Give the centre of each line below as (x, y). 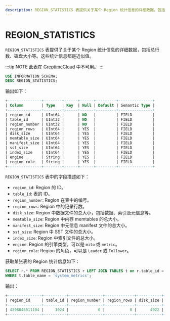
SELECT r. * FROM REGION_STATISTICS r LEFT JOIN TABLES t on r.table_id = (85, 271)
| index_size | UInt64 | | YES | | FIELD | (80, 152)
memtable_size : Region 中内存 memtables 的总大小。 (67, 219)
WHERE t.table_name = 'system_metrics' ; (49, 276)
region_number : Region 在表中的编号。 (52, 200)
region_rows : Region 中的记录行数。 (50, 207)
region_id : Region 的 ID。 (39, 188)
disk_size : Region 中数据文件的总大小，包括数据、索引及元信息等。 (83, 213)
